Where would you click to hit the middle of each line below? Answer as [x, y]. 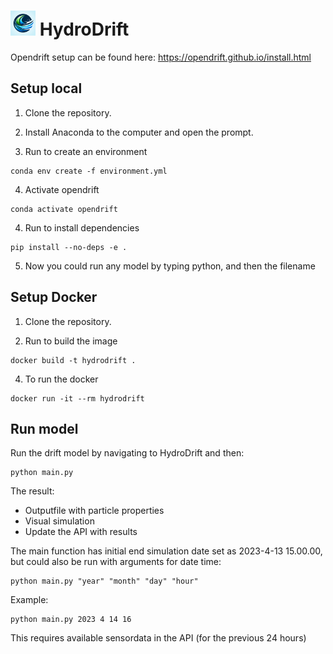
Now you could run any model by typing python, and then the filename [170, 266]
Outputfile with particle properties [94, 511]
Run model [44, 428]
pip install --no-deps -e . [69, 247]
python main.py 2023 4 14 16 [71, 620]
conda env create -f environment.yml [89, 171]
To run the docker [61, 379]
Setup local [46, 88]
